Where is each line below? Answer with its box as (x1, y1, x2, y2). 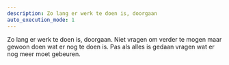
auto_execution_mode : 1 (7, 16, 75, 23)
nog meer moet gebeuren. (7, 49, 81, 58)
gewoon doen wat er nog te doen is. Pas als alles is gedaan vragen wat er (7, 42, 215, 51)
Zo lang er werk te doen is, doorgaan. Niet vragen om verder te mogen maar (7, 35, 222, 43)
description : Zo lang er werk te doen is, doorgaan (7, 10, 157, 17)
